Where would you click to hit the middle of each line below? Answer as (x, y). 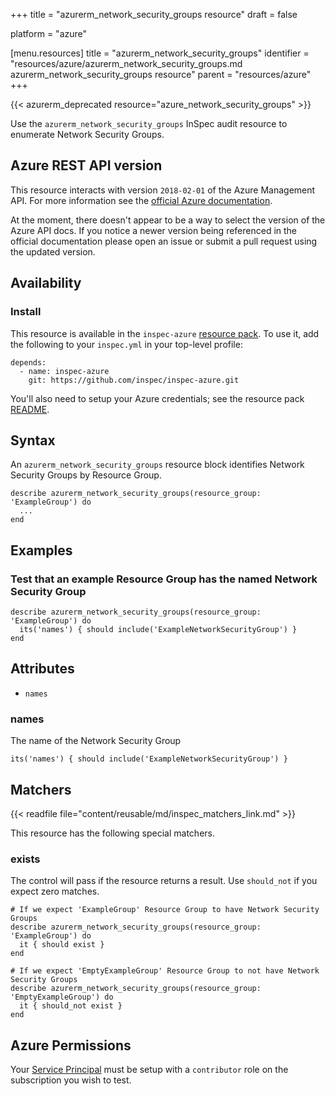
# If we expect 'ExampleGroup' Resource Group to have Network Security (165, 910)
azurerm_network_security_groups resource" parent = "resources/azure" (161, 74)
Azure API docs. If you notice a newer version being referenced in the (154, 230)
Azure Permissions (71, 1045)
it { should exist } (62, 945)
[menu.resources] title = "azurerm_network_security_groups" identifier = (160, 53)
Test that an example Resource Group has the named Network (164, 579)
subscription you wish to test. (71, 1080)
